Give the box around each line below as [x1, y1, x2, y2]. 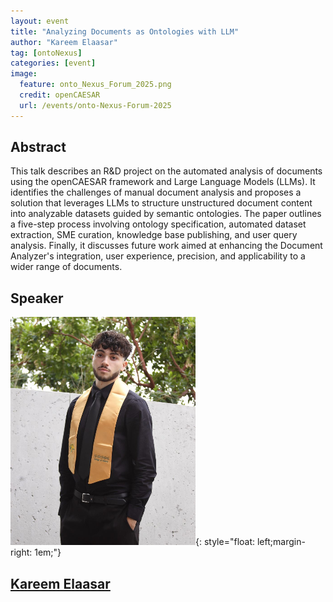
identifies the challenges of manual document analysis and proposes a [10, 186, 302, 199]
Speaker [10, 290, 64, 307]
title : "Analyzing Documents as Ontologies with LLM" [10, 26, 240, 37]
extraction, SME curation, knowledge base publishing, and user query [10, 229, 298, 241]
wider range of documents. [10, 261, 123, 273]
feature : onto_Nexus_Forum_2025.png [19, 80, 172, 90]
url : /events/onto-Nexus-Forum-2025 [19, 100, 172, 110]
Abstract [10, 139, 67, 156]
